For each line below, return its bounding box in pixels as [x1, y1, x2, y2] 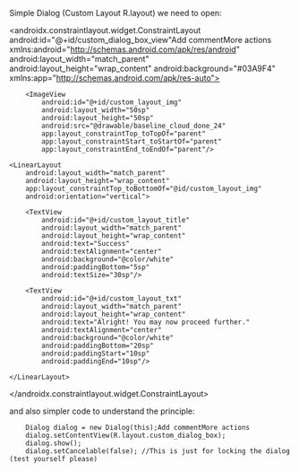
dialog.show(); [25, 439, 82, 448]
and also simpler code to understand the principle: [9, 406, 195, 416]
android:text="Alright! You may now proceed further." [41, 318, 251, 327]
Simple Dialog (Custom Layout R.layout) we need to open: [9, 8, 222, 18]
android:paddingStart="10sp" [41, 349, 150, 358]
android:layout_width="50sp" [41, 106, 150, 115]
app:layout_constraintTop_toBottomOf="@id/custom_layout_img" [25, 184, 262, 193]
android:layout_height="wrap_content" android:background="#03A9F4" [9, 63, 276, 74]
